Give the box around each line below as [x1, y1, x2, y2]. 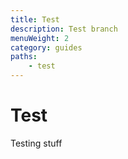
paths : [10, 52, 38, 62]
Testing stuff [10, 137, 63, 149]
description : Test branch [10, 24, 118, 34]
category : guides [10, 42, 83, 53]
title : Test [10, 14, 60, 25]
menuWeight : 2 [10, 33, 70, 43]
